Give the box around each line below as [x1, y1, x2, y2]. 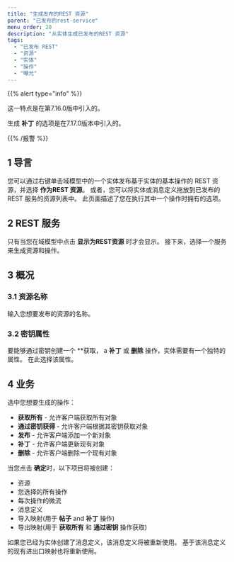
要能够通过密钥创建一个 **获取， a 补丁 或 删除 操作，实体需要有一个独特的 [7, 347, 226, 355]
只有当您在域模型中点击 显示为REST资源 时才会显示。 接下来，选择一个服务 [7, 237, 227, 246]
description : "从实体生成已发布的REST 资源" [7, 30, 129, 38]
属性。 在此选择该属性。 [7, 355, 78, 364]
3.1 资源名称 [7, 292, 48, 302]
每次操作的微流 [17, 496, 62, 505]
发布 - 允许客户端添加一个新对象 [17, 430, 112, 439]
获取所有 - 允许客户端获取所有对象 [17, 412, 118, 422]
